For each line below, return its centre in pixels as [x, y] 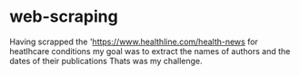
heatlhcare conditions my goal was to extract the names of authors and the [150, 51]
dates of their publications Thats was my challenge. [106, 61]
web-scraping [64, 17]
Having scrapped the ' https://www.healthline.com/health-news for [134, 42]
